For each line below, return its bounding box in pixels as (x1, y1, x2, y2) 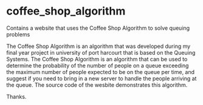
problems (6, 30, 30, 38)
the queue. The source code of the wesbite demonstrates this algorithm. (6, 81, 188, 89)
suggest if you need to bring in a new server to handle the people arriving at (6, 75, 197, 82)
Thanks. (6, 93, 27, 100)
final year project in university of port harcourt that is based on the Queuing (6, 49, 196, 56)
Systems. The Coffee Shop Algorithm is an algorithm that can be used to (6, 55, 188, 63)
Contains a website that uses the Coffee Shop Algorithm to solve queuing (6, 24, 190, 32)
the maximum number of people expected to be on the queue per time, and (6, 68, 195, 75)
